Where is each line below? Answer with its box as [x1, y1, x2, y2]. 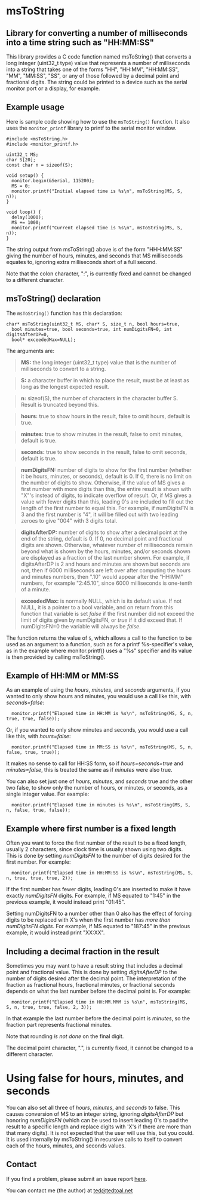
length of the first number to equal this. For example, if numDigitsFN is [20, 504, 194, 511]
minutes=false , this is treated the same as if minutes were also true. [6, 766, 173, 774]
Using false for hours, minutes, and [6, 1072, 184, 1085]
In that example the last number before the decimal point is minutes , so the [6, 1015, 190, 1022]
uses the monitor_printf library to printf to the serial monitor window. [6, 124, 177, 131]
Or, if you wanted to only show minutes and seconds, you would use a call [6, 726, 189, 733]
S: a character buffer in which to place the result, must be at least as [20, 376, 189, 383]
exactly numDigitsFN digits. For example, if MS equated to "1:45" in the [6, 892, 181, 900]
